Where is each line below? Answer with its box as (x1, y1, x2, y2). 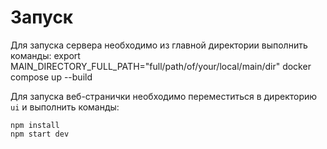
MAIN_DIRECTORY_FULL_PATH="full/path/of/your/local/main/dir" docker (10, 60, 312, 72)
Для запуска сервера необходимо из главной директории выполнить (10, 39, 308, 51)
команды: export (10, 49, 81, 61)
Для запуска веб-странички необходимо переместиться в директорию (10, 90, 318, 102)
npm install (10, 120, 60, 130)
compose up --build (10, 71, 93, 83)
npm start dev (10, 129, 70, 139)
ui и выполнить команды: (10, 101, 120, 113)
